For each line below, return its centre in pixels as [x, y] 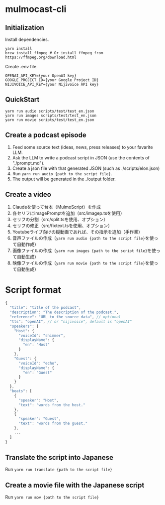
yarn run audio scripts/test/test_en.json [50, 111]
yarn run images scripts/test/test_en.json [51, 116]
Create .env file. [22, 66]
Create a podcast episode [46, 135]
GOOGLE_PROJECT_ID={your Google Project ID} [52, 80]
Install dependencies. [27, 39]
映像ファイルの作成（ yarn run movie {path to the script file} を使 [83, 263]
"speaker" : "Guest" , [40, 419]
